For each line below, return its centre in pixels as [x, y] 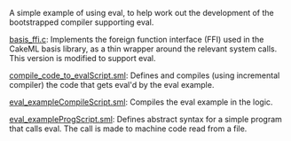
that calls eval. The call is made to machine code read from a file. [128, 129]
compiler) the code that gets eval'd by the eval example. [112, 85]
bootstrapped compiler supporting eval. [82, 22]
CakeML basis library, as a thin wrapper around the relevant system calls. [143, 49]
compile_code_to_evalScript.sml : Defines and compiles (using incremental [145, 75]
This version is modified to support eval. [83, 58]
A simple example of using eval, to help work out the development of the [142, 13]
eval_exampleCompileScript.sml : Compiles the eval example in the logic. [141, 102]
